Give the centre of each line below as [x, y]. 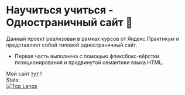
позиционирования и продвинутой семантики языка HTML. [89, 62]
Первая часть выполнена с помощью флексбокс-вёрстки [87, 56]
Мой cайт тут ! [24, 73]
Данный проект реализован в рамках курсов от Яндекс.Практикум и [93, 38]
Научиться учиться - [60, 10]
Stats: [13, 80]
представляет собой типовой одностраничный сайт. [72, 45]
